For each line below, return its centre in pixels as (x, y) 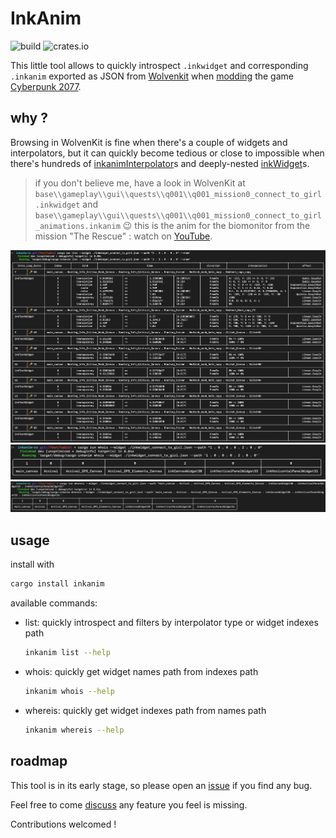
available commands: (54, 603)
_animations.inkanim (77, 226)
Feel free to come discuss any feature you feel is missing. (129, 804)
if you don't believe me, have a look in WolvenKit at (140, 183)
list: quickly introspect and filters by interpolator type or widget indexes (171, 623)
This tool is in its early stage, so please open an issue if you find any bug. (161, 785)
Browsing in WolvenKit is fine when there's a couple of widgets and (149, 142)
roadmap (39, 761)
